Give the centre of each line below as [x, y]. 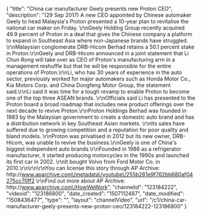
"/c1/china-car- [168, 200]
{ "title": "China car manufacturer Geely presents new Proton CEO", [89, 9]
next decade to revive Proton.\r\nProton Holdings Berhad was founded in [97, 111]
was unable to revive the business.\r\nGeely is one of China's [101, 142]
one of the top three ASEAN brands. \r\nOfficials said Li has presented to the [101, 98]
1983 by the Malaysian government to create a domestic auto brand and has [100, 117]
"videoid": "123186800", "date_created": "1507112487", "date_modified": [95, 193]
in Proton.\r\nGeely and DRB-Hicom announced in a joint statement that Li [97, 53]
